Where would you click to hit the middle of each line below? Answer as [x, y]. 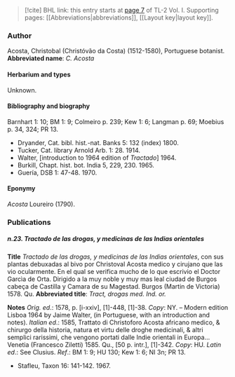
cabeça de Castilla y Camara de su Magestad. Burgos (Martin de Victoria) [114, 286]
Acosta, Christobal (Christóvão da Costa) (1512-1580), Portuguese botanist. [116, 51]
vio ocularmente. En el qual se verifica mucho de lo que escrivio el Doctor [114, 271]
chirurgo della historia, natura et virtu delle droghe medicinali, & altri [105, 329]
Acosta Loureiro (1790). [41, 204]
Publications [29, 222]
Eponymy [21, 188]
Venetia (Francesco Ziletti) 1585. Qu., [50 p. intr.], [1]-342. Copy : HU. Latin [114, 344]
